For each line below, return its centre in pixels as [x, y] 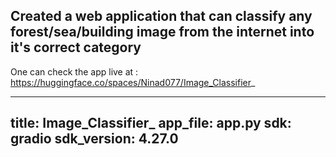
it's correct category [76, 47]
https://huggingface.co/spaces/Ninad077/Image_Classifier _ [133, 82]
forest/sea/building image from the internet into [162, 32]
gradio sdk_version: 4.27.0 [94, 139]
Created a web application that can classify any [161, 16]
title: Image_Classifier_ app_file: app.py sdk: [151, 123]
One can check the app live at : [74, 71]
